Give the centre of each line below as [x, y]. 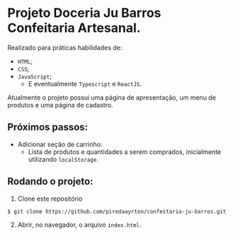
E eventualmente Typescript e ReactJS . [85, 83]
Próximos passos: [48, 128]
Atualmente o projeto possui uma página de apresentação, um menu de [112, 98]
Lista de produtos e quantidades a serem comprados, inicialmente [125, 152]
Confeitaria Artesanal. [74, 28]
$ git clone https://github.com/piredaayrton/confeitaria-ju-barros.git [117, 211]
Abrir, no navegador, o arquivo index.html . [79, 225]
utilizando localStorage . [63, 159]
